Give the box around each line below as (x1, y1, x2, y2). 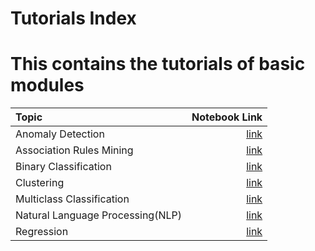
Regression (15, 225, 69, 239)
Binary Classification (15, 160, 112, 174)
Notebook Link (191, 110, 263, 124)
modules (10, 74, 85, 97)
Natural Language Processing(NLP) (15, 208, 182, 222)
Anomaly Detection (15, 127, 105, 141)
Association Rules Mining (15, 143, 134, 157)
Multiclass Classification (15, 192, 130, 206)
